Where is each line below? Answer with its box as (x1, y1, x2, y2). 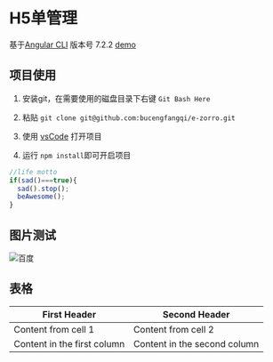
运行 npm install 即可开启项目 (21, 149, 132, 160)
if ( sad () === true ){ (9, 175, 77, 185)
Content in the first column (13, 337, 125, 350)
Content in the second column (132, 337, 260, 350)
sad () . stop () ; (17, 184, 69, 193)
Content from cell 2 (132, 323, 215, 335)
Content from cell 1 (13, 323, 95, 335)
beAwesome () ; (17, 192, 66, 201)
